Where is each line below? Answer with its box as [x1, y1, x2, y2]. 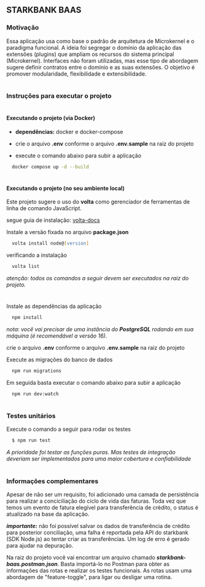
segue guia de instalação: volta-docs [6, 216, 100, 224]
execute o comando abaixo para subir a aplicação [15, 152, 142, 159]
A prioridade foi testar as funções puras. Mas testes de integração [6, 449, 176, 456]
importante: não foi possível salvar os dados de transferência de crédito [6, 522, 190, 529]
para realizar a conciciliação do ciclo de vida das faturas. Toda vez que [6, 497, 186, 505]
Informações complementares [6, 476, 99, 485]
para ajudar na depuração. [6, 542, 74, 549]
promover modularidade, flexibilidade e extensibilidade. [6, 70, 147, 77]
